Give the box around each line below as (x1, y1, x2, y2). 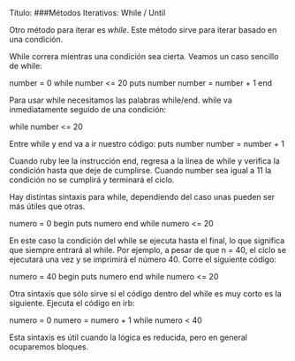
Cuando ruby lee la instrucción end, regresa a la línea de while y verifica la (9, 156, 280, 166)
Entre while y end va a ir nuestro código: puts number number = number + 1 (9, 139, 285, 149)
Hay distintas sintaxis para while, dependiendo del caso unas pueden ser (9, 192, 276, 202)
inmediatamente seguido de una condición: (9, 104, 167, 114)
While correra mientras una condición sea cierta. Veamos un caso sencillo (9, 51, 279, 61)
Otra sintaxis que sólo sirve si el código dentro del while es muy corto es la (9, 288, 283, 299)
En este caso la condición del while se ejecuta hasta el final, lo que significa (9, 235, 285, 246)
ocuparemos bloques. (9, 342, 89, 352)
